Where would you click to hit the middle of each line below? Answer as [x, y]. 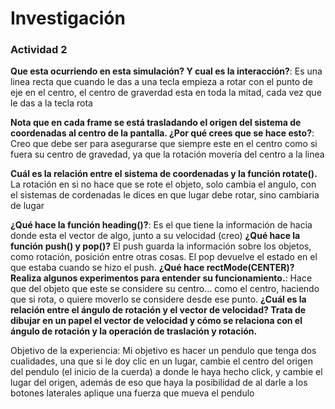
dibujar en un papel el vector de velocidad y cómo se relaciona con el [156, 321]
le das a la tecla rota [51, 103]
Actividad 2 [39, 50]
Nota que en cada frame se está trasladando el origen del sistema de [156, 123]
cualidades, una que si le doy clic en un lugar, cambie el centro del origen [161, 361]
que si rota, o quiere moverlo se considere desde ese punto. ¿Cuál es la [158, 299]
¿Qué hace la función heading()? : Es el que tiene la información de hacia [161, 225]
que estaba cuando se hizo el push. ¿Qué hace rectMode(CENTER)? [152, 268]
